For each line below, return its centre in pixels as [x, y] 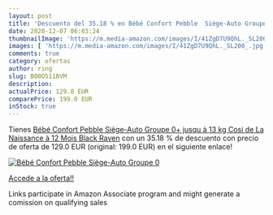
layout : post [30, 16]
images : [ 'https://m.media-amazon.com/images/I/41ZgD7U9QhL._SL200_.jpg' [138, 46]
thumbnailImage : [36, 39]
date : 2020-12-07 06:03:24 [54, 31]
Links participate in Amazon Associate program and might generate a [124, 194]
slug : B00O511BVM [38, 76]
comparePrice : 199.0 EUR [50, 99]
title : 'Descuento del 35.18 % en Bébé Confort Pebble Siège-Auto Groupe [138, 24]
